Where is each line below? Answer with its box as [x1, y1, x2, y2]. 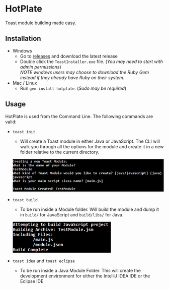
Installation [5, 34, 41, 43]
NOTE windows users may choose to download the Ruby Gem [20, 69, 149, 75]
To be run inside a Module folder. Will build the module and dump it [20, 206, 159, 212]
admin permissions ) [20, 64, 61, 70]
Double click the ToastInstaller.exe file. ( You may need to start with [20, 59, 163, 65]
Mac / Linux [12, 80, 37, 86]
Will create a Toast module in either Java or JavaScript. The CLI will [20, 138, 160, 144]
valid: [5, 119, 17, 125]
